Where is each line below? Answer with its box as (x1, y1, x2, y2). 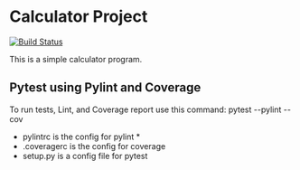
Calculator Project (9, 6, 148, 27)
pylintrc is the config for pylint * (22, 131, 141, 142)
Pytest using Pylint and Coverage (9, 80, 202, 96)
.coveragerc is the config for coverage (22, 140, 166, 151)
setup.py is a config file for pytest (22, 150, 148, 161)
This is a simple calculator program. (9, 53, 143, 64)
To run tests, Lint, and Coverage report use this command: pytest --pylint (9, 104, 282, 115)
